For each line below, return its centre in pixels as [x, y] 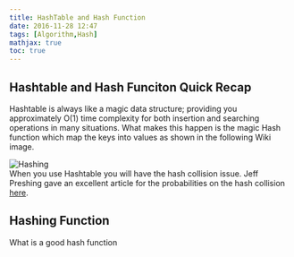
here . [19, 193]
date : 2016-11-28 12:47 [54, 26]
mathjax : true [36, 43]
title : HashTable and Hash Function [77, 17]
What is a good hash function [63, 242]
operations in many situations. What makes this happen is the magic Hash [145, 127]
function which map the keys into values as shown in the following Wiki [140, 137]
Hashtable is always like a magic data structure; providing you [123, 108]
